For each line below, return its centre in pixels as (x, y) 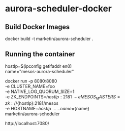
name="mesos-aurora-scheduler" (40, 71)
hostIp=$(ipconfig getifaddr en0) (39, 66)
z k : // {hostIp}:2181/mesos (32, 103)
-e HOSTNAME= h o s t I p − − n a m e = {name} (47, 108)
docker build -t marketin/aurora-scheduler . (49, 39)
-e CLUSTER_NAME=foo (30, 86)
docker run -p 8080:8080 (31, 81)
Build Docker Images (37, 27)
